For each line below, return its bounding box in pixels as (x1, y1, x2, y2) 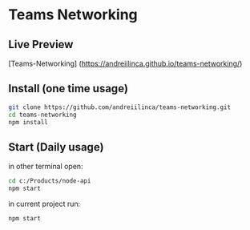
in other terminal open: (8, 162, 83, 171)
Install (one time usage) (8, 82, 128, 95)
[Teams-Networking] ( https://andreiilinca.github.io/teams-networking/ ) (8, 59, 243, 68)
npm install (8, 118, 48, 126)
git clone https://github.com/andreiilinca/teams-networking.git (8, 103, 231, 111)
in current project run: (8, 199, 81, 208)
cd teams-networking (8, 111, 78, 119)
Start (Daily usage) (8, 140, 104, 154)
